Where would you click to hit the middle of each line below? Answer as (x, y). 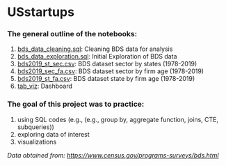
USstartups (41, 12)
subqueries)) (35, 127)
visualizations (37, 142)
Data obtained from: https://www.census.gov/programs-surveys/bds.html (113, 155)
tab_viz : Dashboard (45, 86)
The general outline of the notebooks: (72, 34)
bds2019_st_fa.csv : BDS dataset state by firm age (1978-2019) (106, 79)
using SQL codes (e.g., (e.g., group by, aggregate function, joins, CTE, (118, 119)
